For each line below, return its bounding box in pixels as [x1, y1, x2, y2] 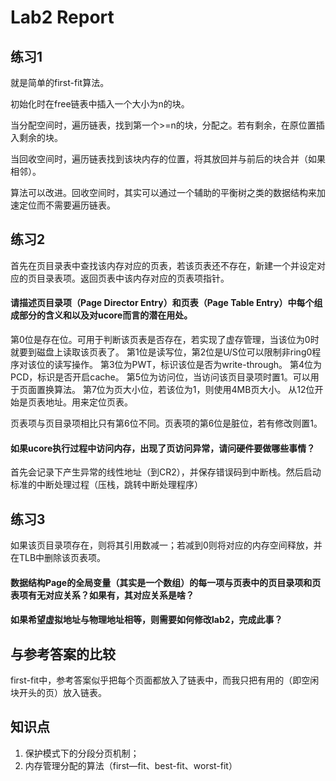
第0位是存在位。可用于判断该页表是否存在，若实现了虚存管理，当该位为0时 [10, 334, 320, 346]
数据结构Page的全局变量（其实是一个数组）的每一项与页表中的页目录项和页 [10, 576, 322, 588]
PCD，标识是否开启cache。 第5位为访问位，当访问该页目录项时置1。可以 [10, 371, 311, 383]
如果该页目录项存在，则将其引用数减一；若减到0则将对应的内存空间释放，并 [10, 539, 323, 551]
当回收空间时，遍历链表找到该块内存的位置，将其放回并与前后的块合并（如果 [10, 153, 326, 165]
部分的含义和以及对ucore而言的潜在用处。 [18, 309, 193, 321]
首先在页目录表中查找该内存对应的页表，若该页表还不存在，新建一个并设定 [10, 259, 317, 271]
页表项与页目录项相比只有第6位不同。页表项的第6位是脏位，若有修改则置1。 [10, 417, 323, 430]
